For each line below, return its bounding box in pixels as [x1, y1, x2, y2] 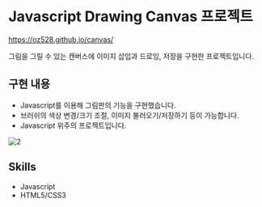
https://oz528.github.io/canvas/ [8, 34, 114, 44]
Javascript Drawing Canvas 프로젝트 [8, 7, 253, 26]
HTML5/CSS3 [19, 190, 66, 200]
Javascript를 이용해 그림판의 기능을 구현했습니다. [19, 100, 176, 110]
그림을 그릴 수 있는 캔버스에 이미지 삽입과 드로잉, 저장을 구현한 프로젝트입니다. [8, 51, 255, 61]
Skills [8, 160, 36, 174]
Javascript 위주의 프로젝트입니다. [19, 120, 127, 130]
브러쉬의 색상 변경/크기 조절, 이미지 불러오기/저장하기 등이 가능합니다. [19, 110, 239, 120]
